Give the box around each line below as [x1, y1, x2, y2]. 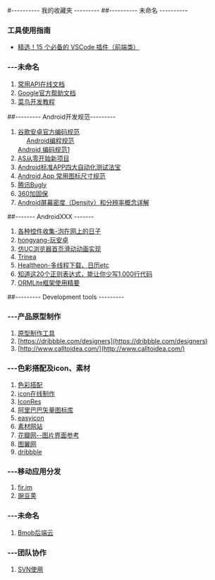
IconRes [17, 398, 42, 406]
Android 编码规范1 [17, 145, 70, 153]
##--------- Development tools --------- [7, 292, 125, 301]
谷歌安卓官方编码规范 [17, 127, 80, 136]
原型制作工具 [17, 329, 55, 337]
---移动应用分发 [7, 467, 61, 477]
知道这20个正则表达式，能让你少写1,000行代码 [17, 269, 153, 278]
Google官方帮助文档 [17, 88, 76, 97]
